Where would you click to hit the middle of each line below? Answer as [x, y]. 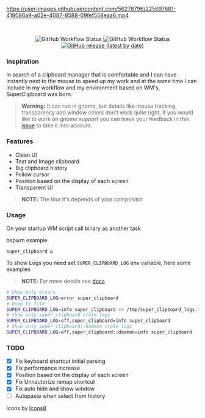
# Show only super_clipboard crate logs [59, 315]
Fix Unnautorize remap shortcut [55, 382]
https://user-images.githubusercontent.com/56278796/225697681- [91, 9]
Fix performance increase [48, 368]
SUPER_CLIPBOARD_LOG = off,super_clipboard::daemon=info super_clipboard [99, 332]
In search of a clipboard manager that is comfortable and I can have [92, 75]
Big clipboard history [41, 168]
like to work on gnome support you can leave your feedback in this [105, 119]
